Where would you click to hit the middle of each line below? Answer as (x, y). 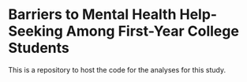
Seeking (36, 31)
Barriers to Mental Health (92, 15)
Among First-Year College (152, 31)
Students (39, 48)
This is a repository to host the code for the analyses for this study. (117, 69)
